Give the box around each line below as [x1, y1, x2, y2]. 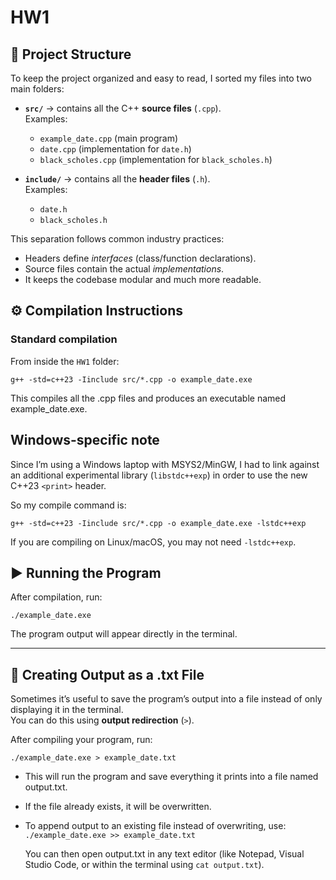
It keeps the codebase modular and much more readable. [24, 274, 262, 285]
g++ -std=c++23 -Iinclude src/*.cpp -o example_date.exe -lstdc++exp [10, 518, 307, 528]
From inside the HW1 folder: [10, 355, 120, 367]
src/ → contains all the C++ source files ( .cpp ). [24, 102, 222, 114]
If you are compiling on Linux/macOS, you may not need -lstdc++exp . [10, 536, 297, 548]
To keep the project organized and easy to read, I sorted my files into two [10, 72, 312, 84]
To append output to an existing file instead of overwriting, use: [24, 820, 287, 832]
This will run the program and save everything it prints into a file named [24, 771, 319, 783]
